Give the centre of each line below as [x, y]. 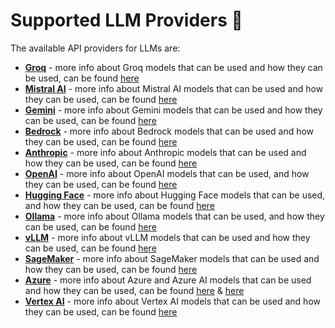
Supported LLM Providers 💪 [126, 20]
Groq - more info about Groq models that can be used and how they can [173, 67]
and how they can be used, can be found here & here [134, 290]
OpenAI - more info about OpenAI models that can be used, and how [167, 173]
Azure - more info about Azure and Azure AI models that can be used [168, 280]
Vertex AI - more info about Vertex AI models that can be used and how [172, 301]
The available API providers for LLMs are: [95, 48]
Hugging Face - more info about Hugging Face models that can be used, [175, 195]
